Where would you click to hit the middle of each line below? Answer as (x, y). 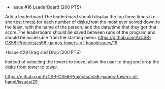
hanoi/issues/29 (21, 82)
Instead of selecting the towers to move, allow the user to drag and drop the (82, 62)
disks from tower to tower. (32, 67)
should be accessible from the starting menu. (51, 37)
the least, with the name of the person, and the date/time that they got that (81, 27)
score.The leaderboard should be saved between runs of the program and (80, 32)
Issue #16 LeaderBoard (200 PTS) (47, 7)
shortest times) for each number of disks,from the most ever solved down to (82, 22)
